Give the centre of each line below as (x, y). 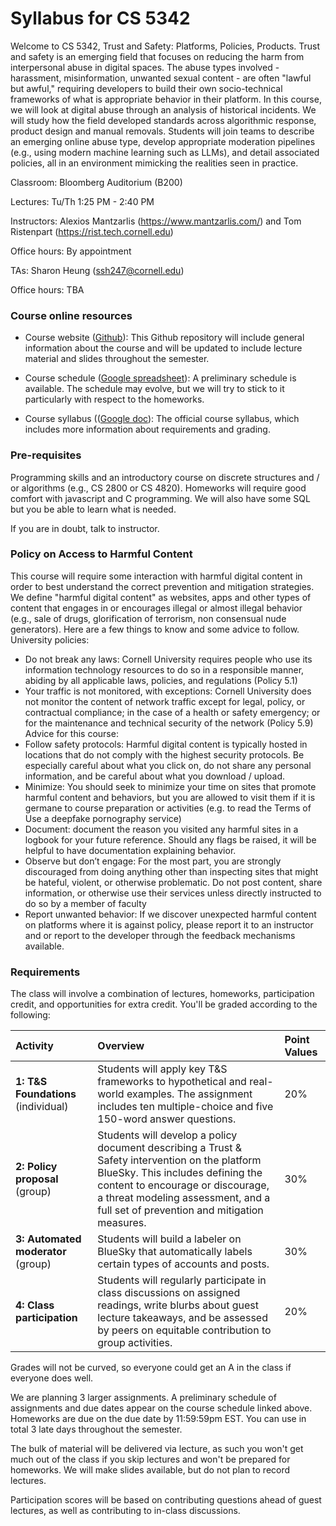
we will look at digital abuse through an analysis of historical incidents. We (163, 109)
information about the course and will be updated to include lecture (163, 348)
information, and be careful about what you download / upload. (155, 776)
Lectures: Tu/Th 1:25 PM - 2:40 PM (82, 201)
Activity (34, 1046)
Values (301, 1052)
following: (30, 1015)
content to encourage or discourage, (183, 1185)
